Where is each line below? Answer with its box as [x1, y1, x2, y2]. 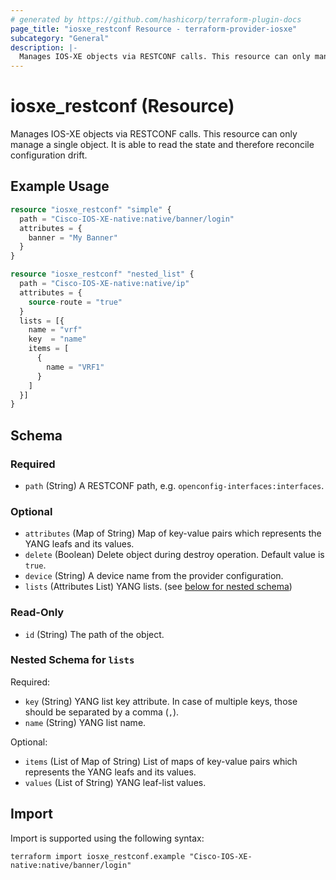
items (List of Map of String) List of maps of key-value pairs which [24, 755, 298, 767]
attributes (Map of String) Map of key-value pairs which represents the [24, 527, 322, 540]
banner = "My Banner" [28, 232, 118, 243]
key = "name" [28, 334, 87, 345]
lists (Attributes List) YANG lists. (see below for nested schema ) [24, 581, 293, 593]
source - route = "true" [28, 297, 123, 307]
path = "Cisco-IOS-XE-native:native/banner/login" [19, 214, 235, 224]
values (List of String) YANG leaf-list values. [24, 776, 207, 788]
